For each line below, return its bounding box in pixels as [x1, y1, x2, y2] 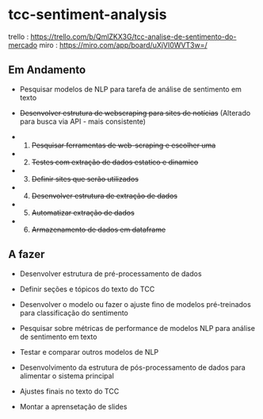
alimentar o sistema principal [19, 371, 115, 380]
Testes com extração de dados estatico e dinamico [31, 157, 199, 167]
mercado [8, 40, 38, 49]
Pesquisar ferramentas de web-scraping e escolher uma [31, 140, 216, 150]
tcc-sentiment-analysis [8, 6, 167, 24]
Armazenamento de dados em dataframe [31, 225, 166, 234]
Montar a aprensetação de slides [19, 402, 128, 411]
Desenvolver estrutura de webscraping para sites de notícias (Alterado [19, 108, 251, 117]
